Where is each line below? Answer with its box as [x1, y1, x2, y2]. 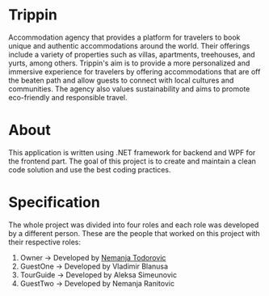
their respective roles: [8, 237, 82, 247]
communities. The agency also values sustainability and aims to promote [8, 83, 250, 94]
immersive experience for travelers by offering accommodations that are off [8, 66, 261, 76]
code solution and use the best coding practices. [8, 164, 171, 175]
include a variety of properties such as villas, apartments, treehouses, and [8, 49, 256, 59]
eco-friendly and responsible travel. [8, 92, 128, 102]
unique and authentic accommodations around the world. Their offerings [8, 40, 250, 50]
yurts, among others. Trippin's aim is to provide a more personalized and [8, 58, 250, 68]
